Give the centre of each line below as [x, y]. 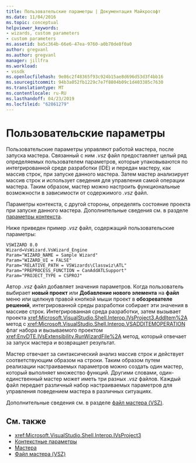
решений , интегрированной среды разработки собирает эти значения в [97, 305]
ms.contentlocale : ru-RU [36, 93]
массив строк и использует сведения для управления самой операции [95, 181]
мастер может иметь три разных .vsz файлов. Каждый [112, 379]
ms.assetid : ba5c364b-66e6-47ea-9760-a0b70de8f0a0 [69, 45]
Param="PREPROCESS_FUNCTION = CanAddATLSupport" [66, 271]
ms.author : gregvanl [31, 55]
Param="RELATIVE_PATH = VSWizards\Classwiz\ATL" [66, 265]
